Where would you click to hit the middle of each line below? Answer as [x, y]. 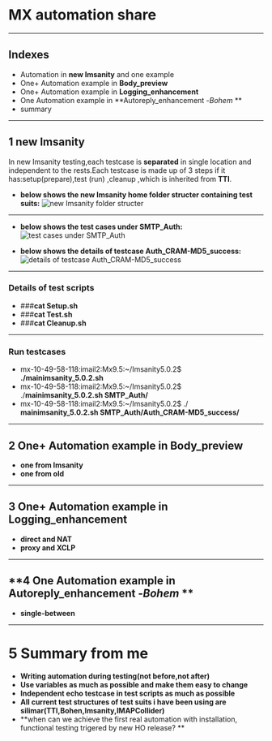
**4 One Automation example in [92, 581]
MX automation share [82, 15]
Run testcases [37, 351]
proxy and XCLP [48, 547]
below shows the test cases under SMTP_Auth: [101, 226]
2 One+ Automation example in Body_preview [126, 445]
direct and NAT [46, 539]
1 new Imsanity [47, 142]
